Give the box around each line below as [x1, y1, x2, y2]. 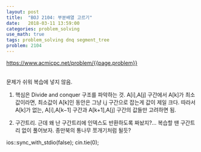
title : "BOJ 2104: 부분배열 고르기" [6, 15, 93, 21]
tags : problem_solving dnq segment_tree [6, 37, 110, 43]
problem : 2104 [6, 43, 42, 49]
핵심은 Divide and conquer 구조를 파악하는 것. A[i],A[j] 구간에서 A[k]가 [15, 91, 184, 98]
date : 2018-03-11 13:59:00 [6, 20, 80, 26]
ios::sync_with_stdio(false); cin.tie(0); [6, 139, 99, 146]
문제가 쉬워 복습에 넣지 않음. [6, 78, 73, 85]
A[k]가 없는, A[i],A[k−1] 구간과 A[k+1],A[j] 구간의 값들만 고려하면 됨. [15, 106, 177, 113]
